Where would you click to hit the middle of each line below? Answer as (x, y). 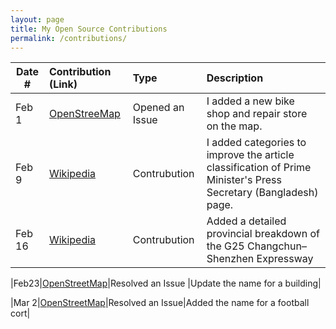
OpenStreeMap (84, 114)
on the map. (234, 126)
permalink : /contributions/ (69, 38)
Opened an (158, 108)
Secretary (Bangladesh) (262, 193)
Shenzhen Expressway (260, 259)
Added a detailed (246, 221)
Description (235, 78)
